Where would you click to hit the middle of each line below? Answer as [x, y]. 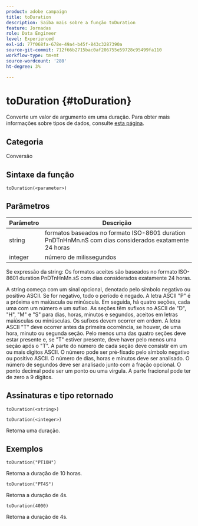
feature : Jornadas [29, 28]
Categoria [25, 142]
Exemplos [24, 449]
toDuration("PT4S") [30, 484]
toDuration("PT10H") [32, 463]
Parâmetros [28, 206]
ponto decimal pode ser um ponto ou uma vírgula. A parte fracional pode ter [99, 371]
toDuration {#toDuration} [69, 101]
